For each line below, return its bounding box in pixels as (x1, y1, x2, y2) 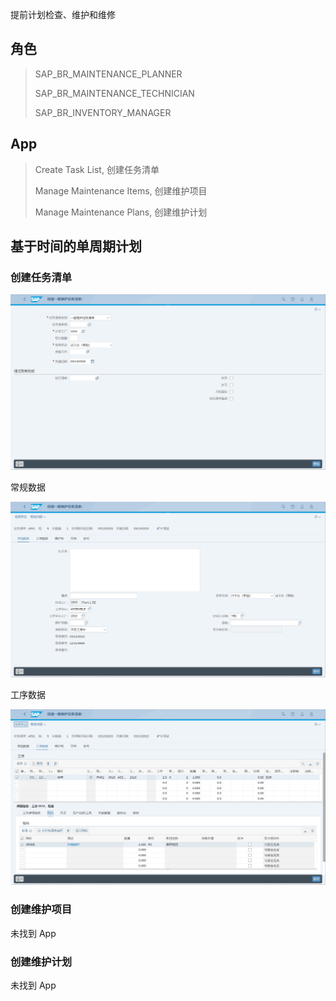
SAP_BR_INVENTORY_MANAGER (34, 106, 172, 118)
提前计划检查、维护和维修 (10, 9, 116, 20)
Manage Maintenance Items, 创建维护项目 (34, 184, 208, 197)
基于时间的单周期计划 (10, 238, 142, 255)
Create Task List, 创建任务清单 (34, 163, 160, 175)
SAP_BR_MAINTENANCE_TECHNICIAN (34, 87, 195, 99)
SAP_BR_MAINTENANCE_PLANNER (34, 68, 183, 80)
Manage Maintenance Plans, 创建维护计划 (34, 206, 208, 218)
